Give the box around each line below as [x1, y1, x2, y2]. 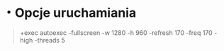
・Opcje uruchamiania [2, 5, 137, 21]
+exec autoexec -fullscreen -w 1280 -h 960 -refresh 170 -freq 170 [19, 28, 213, 37]
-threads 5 [34, 36, 65, 44]
